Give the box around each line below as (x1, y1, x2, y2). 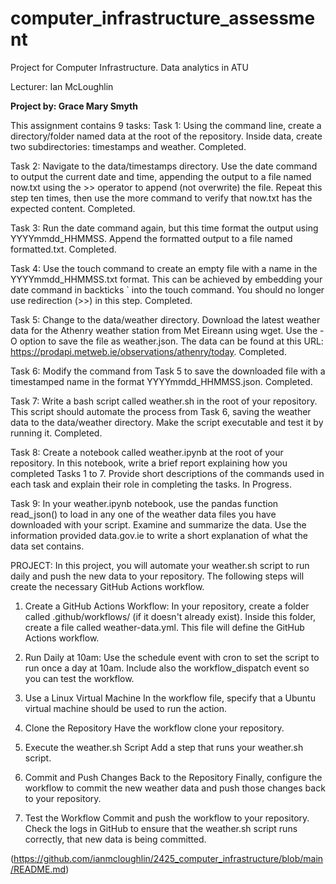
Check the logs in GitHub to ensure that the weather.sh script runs (24, 822, 298, 834)
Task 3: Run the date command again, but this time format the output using (10, 222, 319, 234)
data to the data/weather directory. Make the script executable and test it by (10, 416, 324, 428)
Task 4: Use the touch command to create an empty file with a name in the (10, 262, 318, 274)
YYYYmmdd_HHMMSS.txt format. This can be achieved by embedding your (10, 273, 323, 285)
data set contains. (10, 540, 85, 552)
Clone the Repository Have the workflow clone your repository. (24, 722, 285, 734)
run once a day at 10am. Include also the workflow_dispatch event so (24, 662, 310, 674)
